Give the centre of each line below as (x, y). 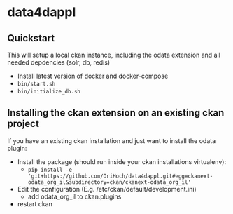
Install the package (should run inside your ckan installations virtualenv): (121, 161)
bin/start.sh (36, 84)
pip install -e (50, 170)
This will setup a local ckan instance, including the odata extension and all (114, 55)
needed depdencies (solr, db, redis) (59, 62)
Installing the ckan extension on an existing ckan (116, 113)
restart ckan (35, 203)
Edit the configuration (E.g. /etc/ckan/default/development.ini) (107, 189)
